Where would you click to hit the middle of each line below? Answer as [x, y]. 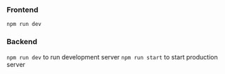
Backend [22, 42]
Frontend [22, 10]
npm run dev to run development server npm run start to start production [112, 57]
